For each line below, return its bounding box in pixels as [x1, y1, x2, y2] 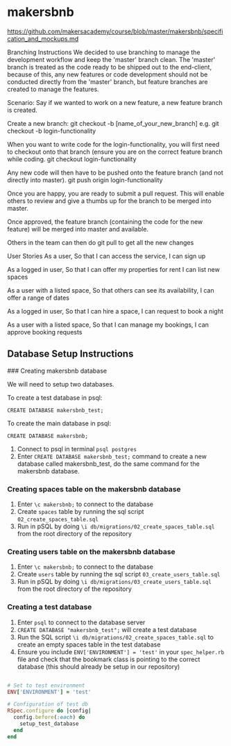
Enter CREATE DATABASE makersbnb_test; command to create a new [17, 452, 207, 460]
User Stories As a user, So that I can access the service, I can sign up [7, 252, 206, 260]
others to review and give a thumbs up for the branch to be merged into [7, 196, 212, 205]
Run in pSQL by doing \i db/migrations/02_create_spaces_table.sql [17, 522, 215, 530]
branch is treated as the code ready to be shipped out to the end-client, [7, 63, 212, 71]
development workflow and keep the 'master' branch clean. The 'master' [7, 55, 216, 63]
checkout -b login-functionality [7, 127, 96, 135]
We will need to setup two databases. [7, 380, 114, 388]
